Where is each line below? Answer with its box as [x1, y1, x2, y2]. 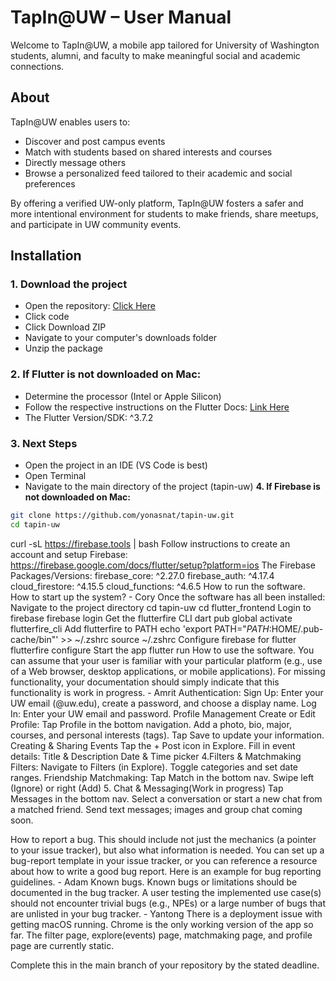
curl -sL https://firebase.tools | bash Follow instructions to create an [10, 537, 291, 550]
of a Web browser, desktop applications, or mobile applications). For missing [10, 665, 326, 677]
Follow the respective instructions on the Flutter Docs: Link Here [24, 401, 290, 413]
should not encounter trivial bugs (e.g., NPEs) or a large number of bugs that [10, 897, 326, 909]
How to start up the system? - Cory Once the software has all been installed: [10, 591, 326, 603]
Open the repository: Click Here [24, 300, 156, 312]
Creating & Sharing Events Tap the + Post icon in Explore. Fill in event [10, 739, 296, 751]
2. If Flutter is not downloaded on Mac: [10, 367, 202, 381]
